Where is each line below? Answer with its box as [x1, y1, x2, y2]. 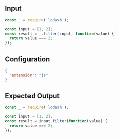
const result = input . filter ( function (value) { [5, 119, 108, 124]
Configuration [5, 55, 50, 63]
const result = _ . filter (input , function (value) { [5, 31, 114, 36]
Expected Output [5, 91, 60, 100]
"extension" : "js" [9, 73, 49, 78]
